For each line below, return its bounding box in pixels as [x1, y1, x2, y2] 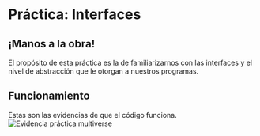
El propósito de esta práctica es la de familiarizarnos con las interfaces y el [8, 58, 253, 67]
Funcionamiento [8, 89, 90, 103]
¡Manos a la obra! [8, 37, 96, 51]
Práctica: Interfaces [8, 6, 141, 24]
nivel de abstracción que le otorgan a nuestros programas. [8, 66, 199, 76]
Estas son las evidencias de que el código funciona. [8, 110, 178, 119]
